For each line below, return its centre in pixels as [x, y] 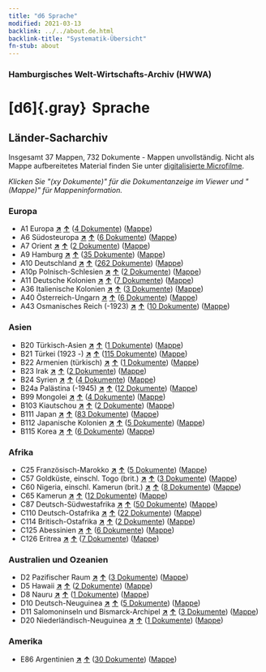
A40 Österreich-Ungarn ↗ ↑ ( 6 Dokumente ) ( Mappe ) [109, 297]
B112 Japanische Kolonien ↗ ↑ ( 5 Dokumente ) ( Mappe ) [112, 422]
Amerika [26, 641]
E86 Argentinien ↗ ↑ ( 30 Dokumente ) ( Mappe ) [98, 659]
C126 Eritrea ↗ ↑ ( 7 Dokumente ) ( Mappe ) [90, 538]
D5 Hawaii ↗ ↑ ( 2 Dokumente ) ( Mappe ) [86, 586]
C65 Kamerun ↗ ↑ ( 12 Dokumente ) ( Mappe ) [94, 495]
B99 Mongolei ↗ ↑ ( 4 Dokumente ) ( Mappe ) [93, 396]
